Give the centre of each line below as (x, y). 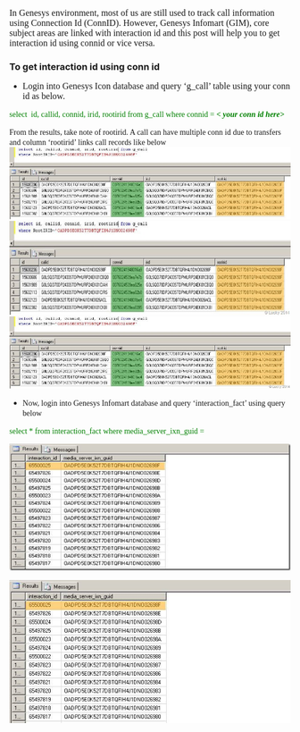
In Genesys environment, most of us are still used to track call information (142, 13)
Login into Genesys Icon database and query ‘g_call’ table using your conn (156, 86)
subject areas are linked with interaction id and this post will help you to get (145, 33)
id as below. (43, 97)
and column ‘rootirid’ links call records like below (88, 143)
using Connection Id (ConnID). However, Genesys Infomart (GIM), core (139, 23)
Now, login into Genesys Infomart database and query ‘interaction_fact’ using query (154, 403)
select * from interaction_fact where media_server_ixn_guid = (107, 431)
